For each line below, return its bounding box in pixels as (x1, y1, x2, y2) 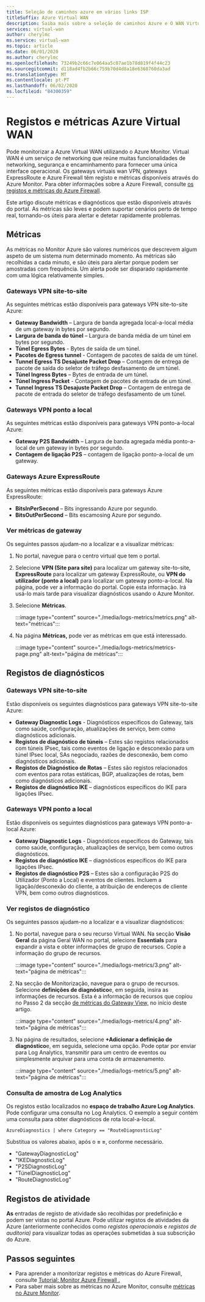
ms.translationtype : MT (6, 71, 67, 78)
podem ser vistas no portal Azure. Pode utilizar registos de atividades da (6, 1217, 189, 1224)
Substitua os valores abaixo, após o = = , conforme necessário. (6, 1138, 164, 1146)
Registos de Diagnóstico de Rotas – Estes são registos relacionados (15, 764, 188, 771)
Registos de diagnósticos (6, 668, 105, 678)
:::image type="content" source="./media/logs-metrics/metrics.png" (15, 613, 187, 620)
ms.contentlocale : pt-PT (6, 77, 70, 83)
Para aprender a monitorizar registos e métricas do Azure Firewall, (15, 1270, 182, 1277)
